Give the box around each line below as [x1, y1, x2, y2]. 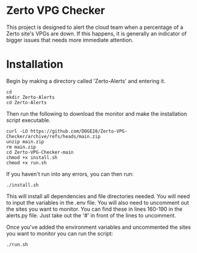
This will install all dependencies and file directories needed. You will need [6, 192, 190, 199]
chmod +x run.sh [6, 160, 47, 166]
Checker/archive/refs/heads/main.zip [6, 133, 101, 139]
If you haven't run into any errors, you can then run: [6, 170, 134, 178]
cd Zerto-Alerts [6, 99, 47, 105]
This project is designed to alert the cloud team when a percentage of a [6, 23, 184, 31]
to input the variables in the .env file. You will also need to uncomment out [6, 199, 189, 206]
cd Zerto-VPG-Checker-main [6, 149, 74, 155]
